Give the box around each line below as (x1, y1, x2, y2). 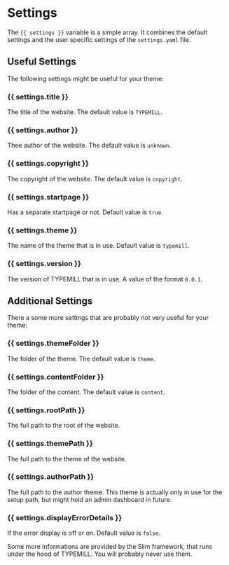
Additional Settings (7, 295, 93, 307)
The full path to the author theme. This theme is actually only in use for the (7, 488, 223, 496)
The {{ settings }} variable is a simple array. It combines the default (7, 28, 208, 36)
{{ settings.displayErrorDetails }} (7, 512, 123, 522)
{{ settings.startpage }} (7, 192, 90, 202)
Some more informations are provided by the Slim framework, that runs (7, 543, 212, 551)
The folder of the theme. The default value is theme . (7, 354, 155, 363)
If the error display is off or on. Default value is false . (7, 529, 161, 537)
